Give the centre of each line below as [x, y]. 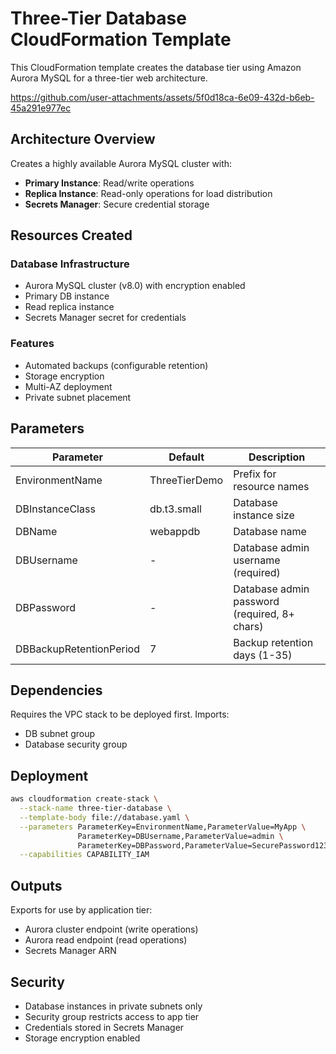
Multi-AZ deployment [68, 386]
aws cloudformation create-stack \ [84, 799]
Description [277, 457]
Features [32, 344]
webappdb [175, 531]
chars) [248, 626]
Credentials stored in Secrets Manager [104, 1027]
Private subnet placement [78, 397]
